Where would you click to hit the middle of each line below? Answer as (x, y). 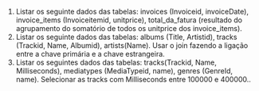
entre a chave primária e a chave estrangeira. (90, 54)
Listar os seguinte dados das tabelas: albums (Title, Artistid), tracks (126, 37)
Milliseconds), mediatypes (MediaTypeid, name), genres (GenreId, (124, 71)
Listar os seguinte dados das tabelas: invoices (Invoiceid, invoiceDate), (132, 12)
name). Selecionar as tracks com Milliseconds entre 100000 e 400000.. (133, 79)
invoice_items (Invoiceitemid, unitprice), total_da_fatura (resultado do (129, 20)
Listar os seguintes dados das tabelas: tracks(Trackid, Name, (116, 62)
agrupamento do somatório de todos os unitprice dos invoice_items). (129, 28)
